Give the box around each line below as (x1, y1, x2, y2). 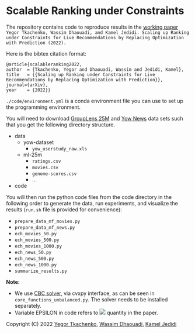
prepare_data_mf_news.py (14, 224, 75, 231)
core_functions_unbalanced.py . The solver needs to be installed (14, 296, 168, 303)
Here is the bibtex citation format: (6, 50, 86, 57)
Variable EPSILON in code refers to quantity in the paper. (14, 309, 159, 316)
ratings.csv (32, 158, 61, 164)
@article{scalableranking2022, (6, 61, 82, 67)
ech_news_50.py (14, 249, 52, 255)
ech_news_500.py (14, 256, 54, 262)
